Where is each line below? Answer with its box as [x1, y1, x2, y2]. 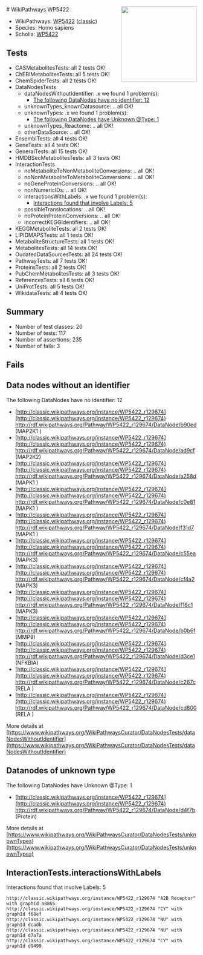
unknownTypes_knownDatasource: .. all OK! [24, 102, 134, 110]
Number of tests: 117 [14, 329, 66, 337]
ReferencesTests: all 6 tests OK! [14, 276, 95, 283]
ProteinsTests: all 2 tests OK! [14, 263, 86, 271]
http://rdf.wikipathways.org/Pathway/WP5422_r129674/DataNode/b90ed [14, 421, 197, 428]
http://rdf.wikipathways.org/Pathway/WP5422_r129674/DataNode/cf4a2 [14, 575, 195, 583]
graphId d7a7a [6, 933, 42, 939]
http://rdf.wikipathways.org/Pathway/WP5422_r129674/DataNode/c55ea [14, 549, 196, 557]
